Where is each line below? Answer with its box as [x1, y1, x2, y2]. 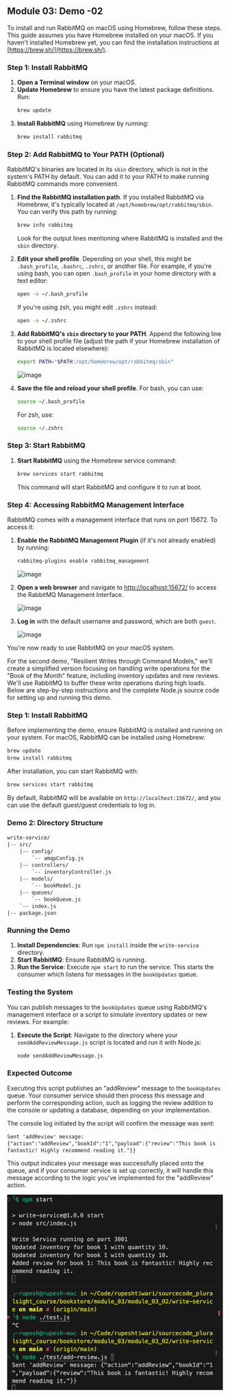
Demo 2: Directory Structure [7, 818, 103, 827]
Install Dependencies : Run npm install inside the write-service [16, 941, 200, 949]
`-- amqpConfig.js [31, 855, 84, 862]
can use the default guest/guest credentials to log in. [7, 801, 156, 809]
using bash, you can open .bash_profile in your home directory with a [16, 269, 216, 278]
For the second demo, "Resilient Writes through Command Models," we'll [7, 657, 213, 665]
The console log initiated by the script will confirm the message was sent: [7, 1119, 215, 1127]
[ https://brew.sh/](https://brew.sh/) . [7, 45, 107, 53]
